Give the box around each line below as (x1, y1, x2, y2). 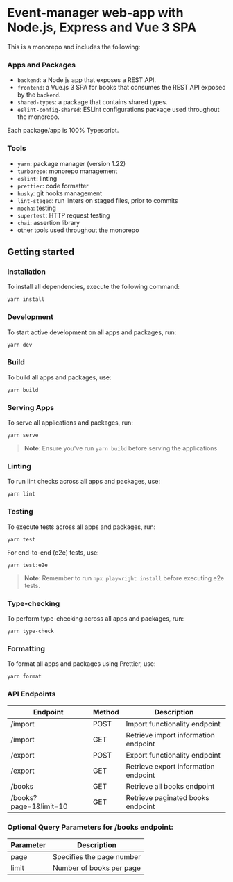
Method (92, 707, 119, 717)
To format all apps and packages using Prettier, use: (7, 660, 156, 668)
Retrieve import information (126, 730, 215, 740)
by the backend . (17, 90, 61, 99)
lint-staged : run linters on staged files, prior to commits (17, 196, 178, 204)
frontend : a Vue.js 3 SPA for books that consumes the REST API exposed (17, 83, 226, 92)
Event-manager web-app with (7, 5, 184, 21)
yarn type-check (7, 628, 54, 635)
